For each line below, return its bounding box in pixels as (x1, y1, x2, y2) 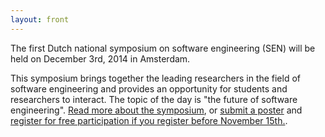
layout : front (10, 14, 70, 25)
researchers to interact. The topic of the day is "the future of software (10, 93, 298, 105)
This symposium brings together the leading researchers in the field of (10, 72, 302, 84)
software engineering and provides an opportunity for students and (10, 82, 288, 95)
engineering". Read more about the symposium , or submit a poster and (10, 104, 303, 116)
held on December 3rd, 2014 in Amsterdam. (10, 52, 191, 65)
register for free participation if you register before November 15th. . (10, 114, 288, 126)
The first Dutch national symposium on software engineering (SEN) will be (10, 42, 316, 54)
